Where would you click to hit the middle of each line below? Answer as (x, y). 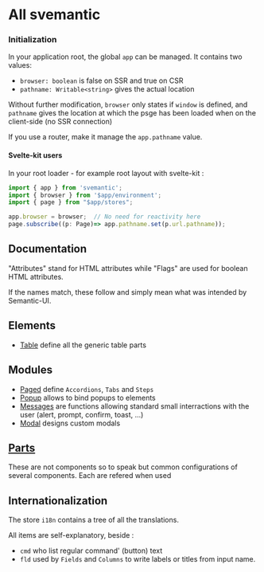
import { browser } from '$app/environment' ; (85, 195)
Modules (31, 370)
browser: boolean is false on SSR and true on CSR (101, 80)
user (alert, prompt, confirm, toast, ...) (82, 414)
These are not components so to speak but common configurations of (123, 467)
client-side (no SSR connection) (60, 122)
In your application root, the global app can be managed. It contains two (125, 57)
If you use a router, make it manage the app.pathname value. (105, 137)
